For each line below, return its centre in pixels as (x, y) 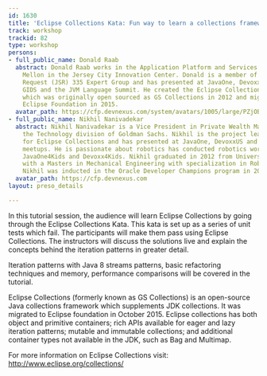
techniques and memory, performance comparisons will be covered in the (129, 273)
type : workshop (33, 45)
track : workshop (35, 30)
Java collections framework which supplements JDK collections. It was (124, 305)
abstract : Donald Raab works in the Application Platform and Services (137, 68)
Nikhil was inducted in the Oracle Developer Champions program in (136, 171)
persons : (23, 53)
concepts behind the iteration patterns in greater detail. (99, 249)
